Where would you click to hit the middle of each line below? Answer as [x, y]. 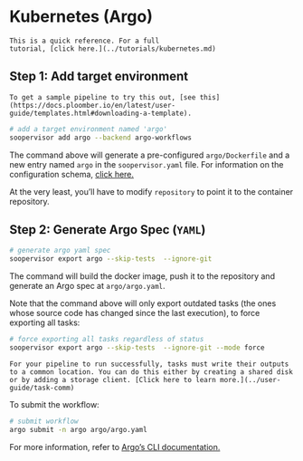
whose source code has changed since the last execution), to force [135, 313]
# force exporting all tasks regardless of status [107, 340]
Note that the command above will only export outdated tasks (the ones [143, 303]
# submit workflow [44, 421]
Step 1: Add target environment [99, 77]
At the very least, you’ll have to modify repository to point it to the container [151, 191]
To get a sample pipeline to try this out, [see [103, 97]
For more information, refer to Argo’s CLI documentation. [115, 447]
